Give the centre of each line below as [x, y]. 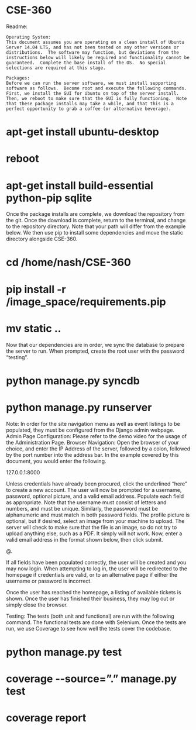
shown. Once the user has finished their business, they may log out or [90, 598]
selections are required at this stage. [56, 68]
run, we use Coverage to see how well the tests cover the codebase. [89, 628]
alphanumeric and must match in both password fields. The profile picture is [98, 515]
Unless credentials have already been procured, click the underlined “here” [97, 484]
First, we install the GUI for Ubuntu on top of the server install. [93, 93]
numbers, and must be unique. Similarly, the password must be [82, 508]
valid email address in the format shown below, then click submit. [85, 539]
